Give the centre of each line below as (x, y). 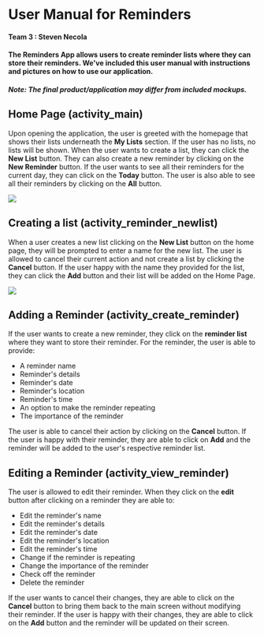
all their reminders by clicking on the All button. (85, 184)
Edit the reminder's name (60, 516)
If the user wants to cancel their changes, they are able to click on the (121, 598)
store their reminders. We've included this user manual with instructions (129, 63)
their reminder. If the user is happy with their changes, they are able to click (131, 615)
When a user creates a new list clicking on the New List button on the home (131, 242)
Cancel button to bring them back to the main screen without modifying (125, 606)
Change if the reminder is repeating (77, 558)
